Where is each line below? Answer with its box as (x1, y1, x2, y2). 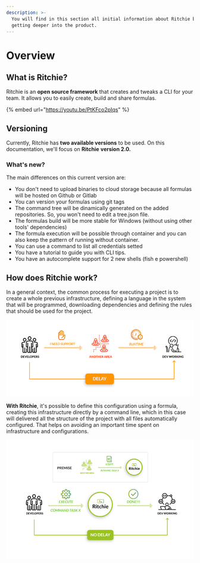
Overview (6, 48, 55, 62)
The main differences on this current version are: (6, 174, 126, 181)
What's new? (6, 161, 45, 169)
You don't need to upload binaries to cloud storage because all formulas (14, 186, 192, 193)
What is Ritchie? (6, 72, 68, 82)
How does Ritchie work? (6, 272, 98, 283)
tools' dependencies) (14, 224, 67, 231)
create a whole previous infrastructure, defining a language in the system (6, 295, 186, 302)
